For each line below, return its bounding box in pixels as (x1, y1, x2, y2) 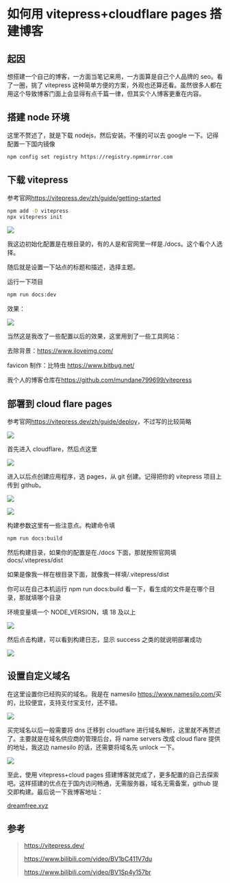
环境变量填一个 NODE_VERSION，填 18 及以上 (7, 608, 136, 616)
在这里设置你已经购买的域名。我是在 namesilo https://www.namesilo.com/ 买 (7, 689, 222, 698)
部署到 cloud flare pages (7, 398, 113, 409)
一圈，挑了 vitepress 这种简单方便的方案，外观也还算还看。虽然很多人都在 (12, 81, 222, 89)
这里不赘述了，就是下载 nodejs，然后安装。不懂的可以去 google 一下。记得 (7, 131, 219, 139)
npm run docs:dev (7, 291, 57, 299)
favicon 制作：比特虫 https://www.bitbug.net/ (7, 361, 135, 369)
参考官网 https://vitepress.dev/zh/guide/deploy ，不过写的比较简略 (7, 417, 192, 426)
